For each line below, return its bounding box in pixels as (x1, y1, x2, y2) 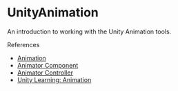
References (7, 40, 40, 49)
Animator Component (17, 61, 79, 69)
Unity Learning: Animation (17, 75, 92, 83)
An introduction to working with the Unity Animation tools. (7, 27, 172, 36)
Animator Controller (17, 68, 74, 77)
